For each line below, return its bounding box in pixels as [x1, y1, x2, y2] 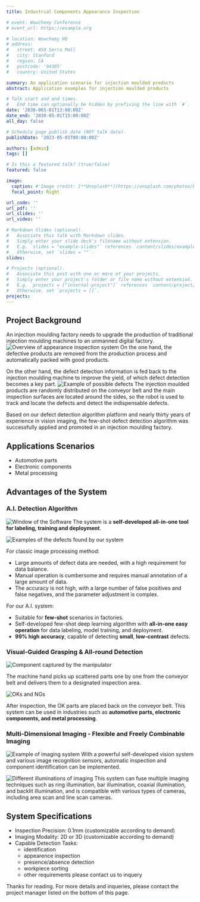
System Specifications [6, 811, 92, 821]
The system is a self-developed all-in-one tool [73, 518, 189, 525]
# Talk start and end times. [6, 96, 79, 102]
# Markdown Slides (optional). [6, 227, 84, 233]
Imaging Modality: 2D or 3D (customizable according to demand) [14, 833, 174, 841]
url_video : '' [6, 216, 42, 222]
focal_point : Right [11, 189, 60, 195]
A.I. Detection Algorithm [6, 505, 78, 513]
